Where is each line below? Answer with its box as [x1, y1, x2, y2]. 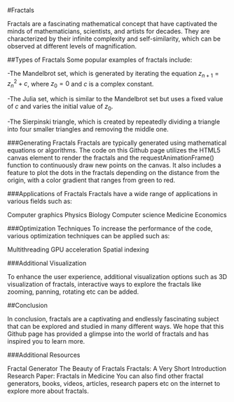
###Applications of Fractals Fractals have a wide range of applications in [7, 190, 219, 198]
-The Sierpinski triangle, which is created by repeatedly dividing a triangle [7, 117, 221, 126]
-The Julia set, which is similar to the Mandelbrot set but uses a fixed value [7, 95, 223, 103]
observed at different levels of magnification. [7, 42, 137, 50]
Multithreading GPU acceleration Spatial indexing [7, 245, 149, 254]
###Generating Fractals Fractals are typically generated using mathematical [7, 138, 227, 147]
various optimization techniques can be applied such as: [7, 232, 170, 240]
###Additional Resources [7, 351, 81, 359]
